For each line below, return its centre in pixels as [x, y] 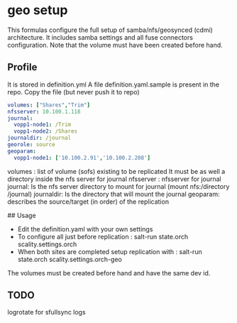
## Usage [22, 215]
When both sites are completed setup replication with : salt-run [110, 251]
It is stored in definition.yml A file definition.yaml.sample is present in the [114, 84]
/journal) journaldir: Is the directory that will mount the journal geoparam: [114, 194]
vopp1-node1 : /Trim [43, 125]
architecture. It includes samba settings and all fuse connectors [100, 37]
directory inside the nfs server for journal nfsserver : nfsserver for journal [114, 179]
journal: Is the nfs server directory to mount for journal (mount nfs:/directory [118, 186]
